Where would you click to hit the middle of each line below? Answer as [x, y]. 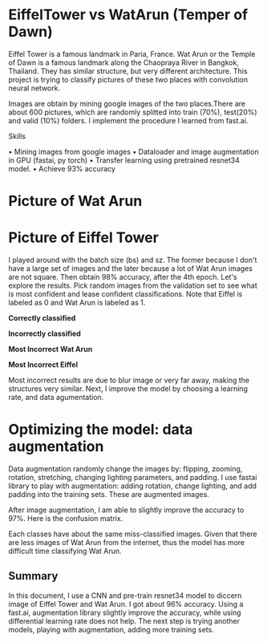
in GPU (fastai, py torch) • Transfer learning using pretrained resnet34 [124, 160]
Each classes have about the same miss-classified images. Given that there [133, 534]
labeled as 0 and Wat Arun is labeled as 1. [77, 303]
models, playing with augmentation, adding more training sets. [111, 629]
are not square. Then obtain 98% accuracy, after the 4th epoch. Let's [123, 277]
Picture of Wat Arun [75, 201]
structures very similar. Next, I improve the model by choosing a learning [128, 389]
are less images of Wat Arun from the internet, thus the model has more [127, 542]
